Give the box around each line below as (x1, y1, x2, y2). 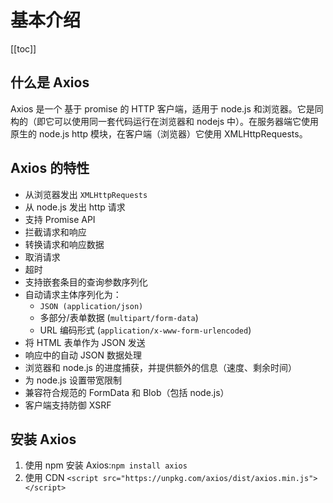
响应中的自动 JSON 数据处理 (24, 349, 142, 361)
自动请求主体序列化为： (24, 288, 122, 300)
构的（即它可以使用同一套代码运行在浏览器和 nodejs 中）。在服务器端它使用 (10, 115, 320, 127)
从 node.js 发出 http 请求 (24, 201, 126, 213)
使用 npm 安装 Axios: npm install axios (24, 459, 188, 471)
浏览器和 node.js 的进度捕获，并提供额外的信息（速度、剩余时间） (24, 361, 297, 373)
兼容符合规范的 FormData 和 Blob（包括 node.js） (24, 386, 230, 398)
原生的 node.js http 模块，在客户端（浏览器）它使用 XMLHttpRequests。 (10, 127, 308, 140)
